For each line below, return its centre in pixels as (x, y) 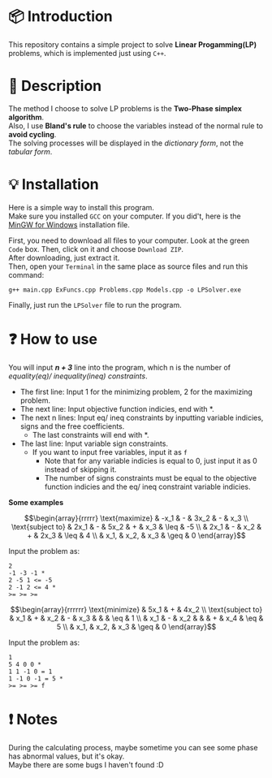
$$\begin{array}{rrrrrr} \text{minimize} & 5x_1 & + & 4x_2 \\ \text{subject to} (136, 609)
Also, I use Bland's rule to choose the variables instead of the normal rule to (136, 125)
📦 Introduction (60, 17)
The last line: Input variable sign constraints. (94, 443)
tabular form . (30, 151)
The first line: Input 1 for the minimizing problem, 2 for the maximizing (136, 391)
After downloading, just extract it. (64, 257)
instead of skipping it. (80, 469)
